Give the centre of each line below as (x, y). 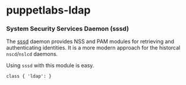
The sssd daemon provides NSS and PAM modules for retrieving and (90, 41)
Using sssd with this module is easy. (50, 66)
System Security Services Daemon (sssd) (68, 29)
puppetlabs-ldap (48, 10)
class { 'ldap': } (29, 76)
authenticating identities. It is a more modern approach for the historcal (93, 48)
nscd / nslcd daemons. (32, 54)
